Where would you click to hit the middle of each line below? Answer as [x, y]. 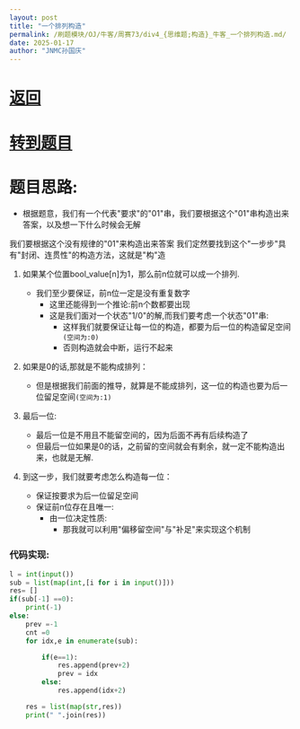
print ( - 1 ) [44, 608]
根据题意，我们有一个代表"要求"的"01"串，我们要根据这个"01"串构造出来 [155, 214]
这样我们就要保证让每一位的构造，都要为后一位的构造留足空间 [177, 327]
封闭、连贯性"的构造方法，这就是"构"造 [93, 255]
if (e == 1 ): [60, 657]
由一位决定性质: [78, 518]
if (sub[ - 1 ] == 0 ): [42, 599]
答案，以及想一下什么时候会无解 [81, 224]
